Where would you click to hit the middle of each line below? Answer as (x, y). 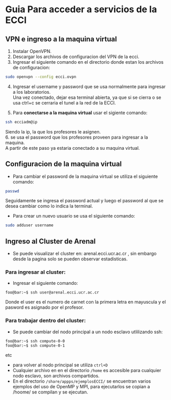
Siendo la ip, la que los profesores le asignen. (53, 131)
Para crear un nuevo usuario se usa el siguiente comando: (74, 216)
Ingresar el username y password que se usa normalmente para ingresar (89, 86)
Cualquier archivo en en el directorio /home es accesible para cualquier (87, 370)
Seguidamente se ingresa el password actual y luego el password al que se (84, 201)
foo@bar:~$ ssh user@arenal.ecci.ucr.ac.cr (52, 292)
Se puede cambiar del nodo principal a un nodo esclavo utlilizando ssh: (88, 332)
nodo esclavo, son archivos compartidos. (56, 376)
